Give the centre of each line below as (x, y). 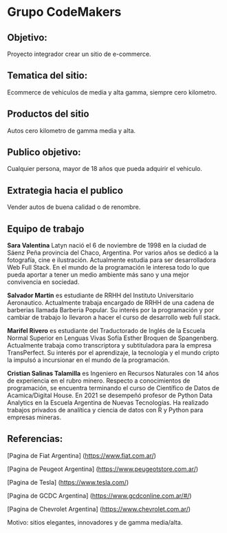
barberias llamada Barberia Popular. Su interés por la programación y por (111, 310)
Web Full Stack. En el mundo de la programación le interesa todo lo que (108, 268)
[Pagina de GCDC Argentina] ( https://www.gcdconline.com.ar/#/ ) (99, 495)
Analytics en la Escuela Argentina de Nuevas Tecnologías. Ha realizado (108, 403)
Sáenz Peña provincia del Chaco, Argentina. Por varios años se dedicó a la (113, 253)
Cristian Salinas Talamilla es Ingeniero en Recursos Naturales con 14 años (113, 374)
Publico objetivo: (44, 152)
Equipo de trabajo (46, 229)
